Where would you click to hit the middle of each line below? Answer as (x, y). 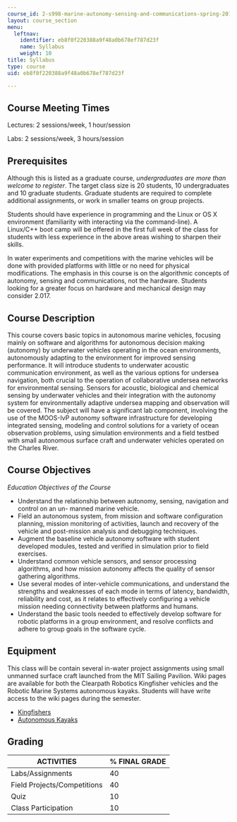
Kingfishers (34, 712)
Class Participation (42, 808)
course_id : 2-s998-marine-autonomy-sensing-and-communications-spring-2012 (121, 14)
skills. (16, 244)
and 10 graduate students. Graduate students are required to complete (110, 193)
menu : (15, 27)
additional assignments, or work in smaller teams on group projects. (106, 201)
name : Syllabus (42, 47)
